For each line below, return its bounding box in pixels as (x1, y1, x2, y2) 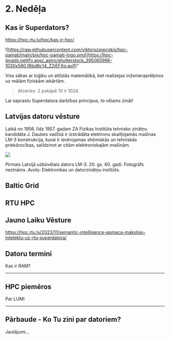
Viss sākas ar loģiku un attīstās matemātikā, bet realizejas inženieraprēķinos (5, 73, 163, 79)
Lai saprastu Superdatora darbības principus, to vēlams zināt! (5, 97, 134, 104)
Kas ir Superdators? (5, 23, 69, 32)
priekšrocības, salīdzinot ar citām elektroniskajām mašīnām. (5, 142, 131, 148)
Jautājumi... (5, 328, 30, 335)
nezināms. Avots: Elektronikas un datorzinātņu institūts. (5, 166, 120, 173)
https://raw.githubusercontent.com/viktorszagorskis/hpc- (8, 47, 128, 52)
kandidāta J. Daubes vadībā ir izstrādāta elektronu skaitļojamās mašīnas (5, 131, 156, 137)
